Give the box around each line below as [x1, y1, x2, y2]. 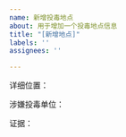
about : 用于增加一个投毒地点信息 [9, 21, 118, 30]
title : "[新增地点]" [9, 30, 80, 39]
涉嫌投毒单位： [9, 99, 64, 110]
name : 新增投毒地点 [9, 13, 74, 22]
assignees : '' [9, 47, 63, 56]
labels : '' [9, 38, 50, 47]
